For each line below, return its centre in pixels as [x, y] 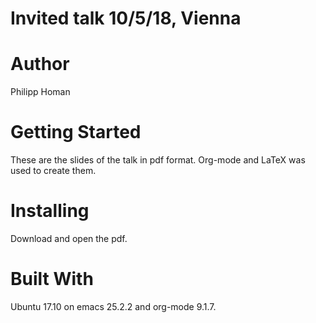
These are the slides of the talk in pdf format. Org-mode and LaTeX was [158, 160]
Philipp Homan [40, 92]
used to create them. [53, 171]
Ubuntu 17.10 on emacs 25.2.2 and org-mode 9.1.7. [113, 306]
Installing [50, 211]
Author [40, 64]
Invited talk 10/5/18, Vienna [126, 18]
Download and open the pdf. [69, 238]
